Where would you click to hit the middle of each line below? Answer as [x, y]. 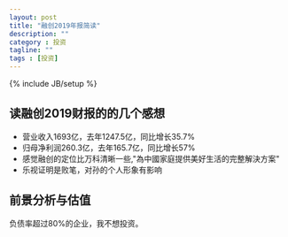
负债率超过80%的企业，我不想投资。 [76, 223]
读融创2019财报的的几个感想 [87, 114]
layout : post [33, 17]
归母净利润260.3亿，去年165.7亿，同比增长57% [109, 148]
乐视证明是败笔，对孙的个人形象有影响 [92, 170]
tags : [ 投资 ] [34, 58]
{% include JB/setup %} [53, 84]
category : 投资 [38, 42]
